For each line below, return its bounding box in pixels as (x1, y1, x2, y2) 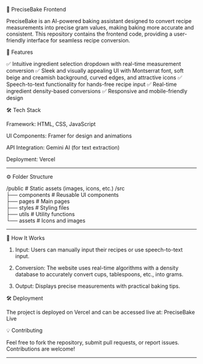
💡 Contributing (6, 327, 43, 334)
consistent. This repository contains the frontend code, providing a (6, 30, 173, 38)
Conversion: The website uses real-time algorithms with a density (14, 264, 179, 271)
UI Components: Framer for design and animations (6, 132, 132, 139)
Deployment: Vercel (6, 156, 56, 163)
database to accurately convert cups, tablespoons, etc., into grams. (14, 271, 184, 278)
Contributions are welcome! (6, 345, 76, 352)
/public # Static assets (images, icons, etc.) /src (6, 185, 125, 192)
